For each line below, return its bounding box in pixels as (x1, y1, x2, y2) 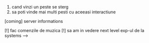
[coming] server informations (4, 19, 63, 24)
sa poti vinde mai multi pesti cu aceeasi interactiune (11, 9, 116, 15)
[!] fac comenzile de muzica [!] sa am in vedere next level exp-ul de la (4, 28, 145, 33)
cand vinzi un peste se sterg (11, 4, 69, 10)
